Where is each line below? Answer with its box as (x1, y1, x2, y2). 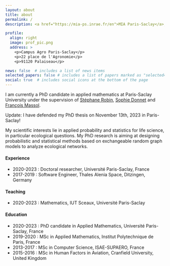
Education (5, 211, 27, 217)
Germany (12, 177, 32, 183)
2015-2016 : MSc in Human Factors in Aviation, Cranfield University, (12, 249, 154, 256)
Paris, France (12, 239, 40, 245)
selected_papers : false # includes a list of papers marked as (5, 73, 142, 78)
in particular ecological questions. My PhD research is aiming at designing (5, 133, 160, 138)
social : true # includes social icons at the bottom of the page (5, 78, 148, 83)
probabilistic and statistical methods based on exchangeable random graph (5, 138, 163, 144)
